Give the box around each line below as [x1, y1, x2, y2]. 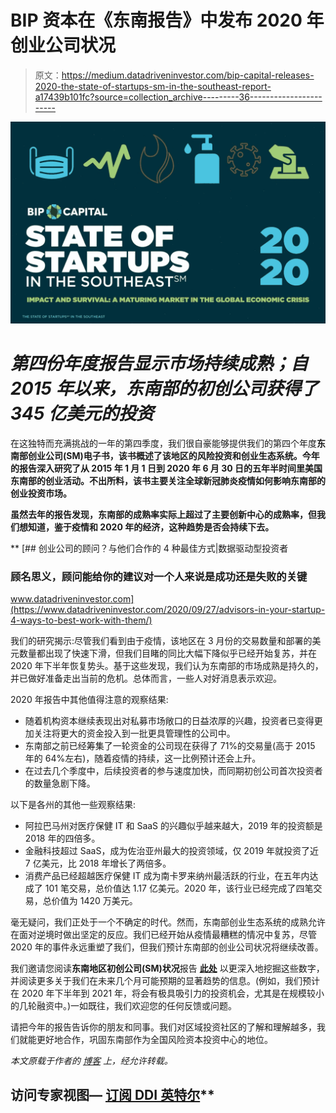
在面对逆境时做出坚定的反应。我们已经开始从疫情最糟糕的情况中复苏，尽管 [10, 929, 317, 941]
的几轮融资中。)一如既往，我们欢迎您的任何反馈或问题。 [10, 1000, 238, 1012]
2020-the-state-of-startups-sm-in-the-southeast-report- [34, 80, 272, 92]
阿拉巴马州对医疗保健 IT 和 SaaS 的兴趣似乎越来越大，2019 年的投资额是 [24, 820, 323, 832]
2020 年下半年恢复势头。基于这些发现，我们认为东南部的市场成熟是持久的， [10, 660, 324, 672]
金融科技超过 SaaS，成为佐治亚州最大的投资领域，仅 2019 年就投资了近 [24, 845, 320, 857]
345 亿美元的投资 [10, 402, 155, 425]
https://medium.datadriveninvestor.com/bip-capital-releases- [61, 69, 315, 81]
